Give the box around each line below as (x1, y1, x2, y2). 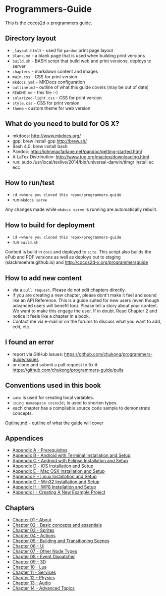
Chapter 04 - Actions (12, 533, 56, 539)
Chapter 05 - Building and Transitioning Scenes (12, 538, 110, 544)
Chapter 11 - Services (12, 569, 56, 575)
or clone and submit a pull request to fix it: (12, 361, 99, 367)
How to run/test (5, 178, 55, 187)
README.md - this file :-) (12, 89, 58, 95)
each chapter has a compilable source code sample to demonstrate (12, 405, 150, 411)
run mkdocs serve (12, 197, 48, 203)
